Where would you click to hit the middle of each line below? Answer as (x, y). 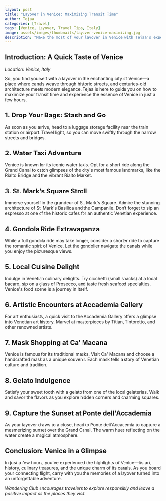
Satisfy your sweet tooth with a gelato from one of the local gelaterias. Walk (82, 392)
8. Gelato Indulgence (38, 380)
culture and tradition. (26, 365)
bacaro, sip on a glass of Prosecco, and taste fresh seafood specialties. (78, 284)
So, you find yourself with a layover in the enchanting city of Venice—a (77, 78)
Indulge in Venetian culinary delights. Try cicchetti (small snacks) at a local (81, 278)
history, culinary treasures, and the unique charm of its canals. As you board (83, 468)
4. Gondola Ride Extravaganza (53, 229)
